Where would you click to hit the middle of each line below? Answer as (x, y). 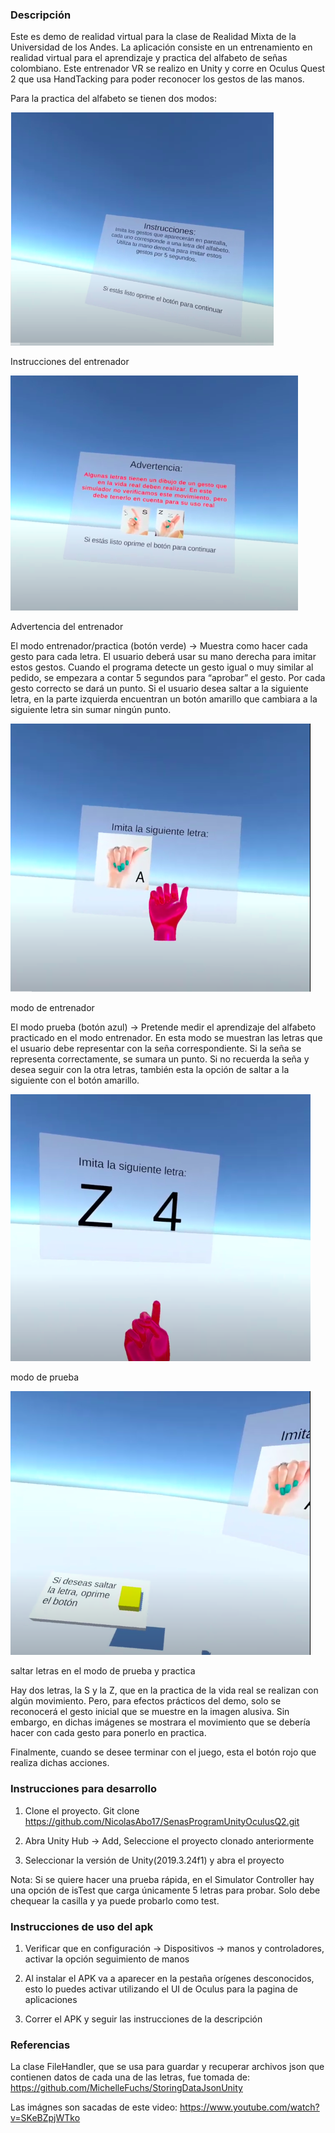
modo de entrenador (52, 1008)
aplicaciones (51, 1999)
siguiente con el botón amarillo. (75, 1080)
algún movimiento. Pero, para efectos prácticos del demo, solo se (146, 1701)
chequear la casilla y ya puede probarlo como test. (115, 1900)
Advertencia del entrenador (67, 627)
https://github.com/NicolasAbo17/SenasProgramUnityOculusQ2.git (162, 1821)
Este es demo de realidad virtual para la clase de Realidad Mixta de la (153, 37)
